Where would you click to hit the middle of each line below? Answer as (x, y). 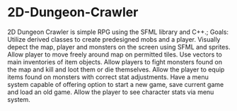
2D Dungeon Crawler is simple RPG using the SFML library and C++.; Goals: (118, 32)
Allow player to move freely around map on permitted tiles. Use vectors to (115, 54)
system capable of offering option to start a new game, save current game (116, 84)
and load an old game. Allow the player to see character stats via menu (111, 92)
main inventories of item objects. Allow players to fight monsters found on (115, 62)
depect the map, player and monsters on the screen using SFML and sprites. (119, 47)
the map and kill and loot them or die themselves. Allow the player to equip (116, 69)
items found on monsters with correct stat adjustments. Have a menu (108, 77)
